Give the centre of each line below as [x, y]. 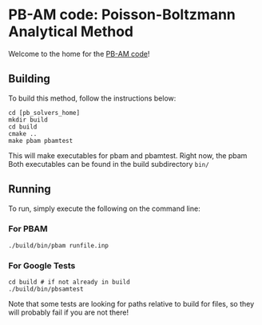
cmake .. [23, 133]
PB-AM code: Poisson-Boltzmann [122, 15]
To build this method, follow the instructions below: [92, 98]
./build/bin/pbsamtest [46, 289]
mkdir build [28, 120]
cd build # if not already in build [69, 282]
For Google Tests [42, 265]
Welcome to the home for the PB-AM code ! [79, 54]
